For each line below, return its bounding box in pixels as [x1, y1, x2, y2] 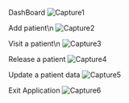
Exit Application [8, 85, 60, 95]
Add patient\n [8, 23, 54, 32]
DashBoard [8, 8, 46, 17]
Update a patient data [8, 70, 81, 80]
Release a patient [8, 55, 66, 64]
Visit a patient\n [8, 39, 60, 48]
